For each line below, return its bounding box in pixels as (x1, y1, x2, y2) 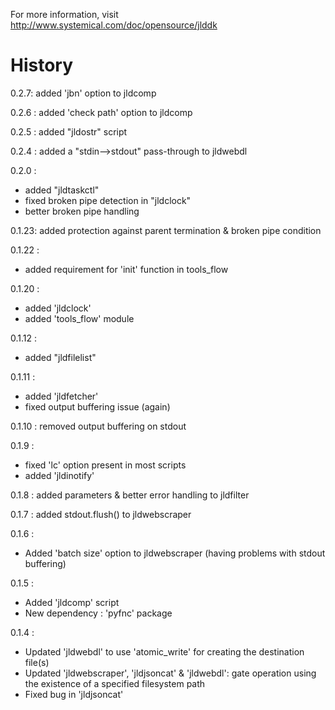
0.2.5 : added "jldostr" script (10, 125, 128, 138)
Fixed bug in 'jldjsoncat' (24, 688, 124, 700)
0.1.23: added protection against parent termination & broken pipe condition (10, 224, 322, 236)
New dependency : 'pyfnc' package (24, 607, 173, 619)
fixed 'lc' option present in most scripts (24, 459, 187, 471)
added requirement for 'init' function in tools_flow (24, 263, 229, 275)
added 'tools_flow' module (24, 312, 135, 324)
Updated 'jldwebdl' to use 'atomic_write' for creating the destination (24, 645, 305, 658)
